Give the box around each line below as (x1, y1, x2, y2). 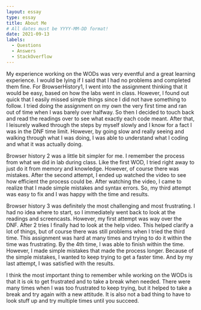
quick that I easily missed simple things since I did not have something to (6, 96, 187, 103)
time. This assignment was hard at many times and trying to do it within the (6, 234, 192, 241)
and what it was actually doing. (6, 140, 83, 147)
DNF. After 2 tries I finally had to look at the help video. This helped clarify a (6, 221, 194, 229)
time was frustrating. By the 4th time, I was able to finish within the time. (6, 240, 185, 247)
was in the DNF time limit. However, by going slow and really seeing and (6, 128, 184, 135)
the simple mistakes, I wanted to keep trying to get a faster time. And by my (6, 253, 193, 261)
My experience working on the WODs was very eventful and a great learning (6, 70, 196, 77)
